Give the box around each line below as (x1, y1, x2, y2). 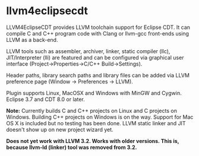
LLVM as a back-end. (6, 36, 58, 43)
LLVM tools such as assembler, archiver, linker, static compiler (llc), (6, 47, 170, 54)
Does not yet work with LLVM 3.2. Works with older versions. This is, (6, 137, 179, 144)
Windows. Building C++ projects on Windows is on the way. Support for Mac (6, 113, 194, 121)
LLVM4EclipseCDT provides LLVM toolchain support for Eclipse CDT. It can (6, 24, 191, 31)
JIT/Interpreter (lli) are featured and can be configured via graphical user (6, 54, 184, 61)
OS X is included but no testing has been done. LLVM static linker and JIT (6, 119, 186, 126)
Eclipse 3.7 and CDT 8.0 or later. (6, 96, 85, 103)
